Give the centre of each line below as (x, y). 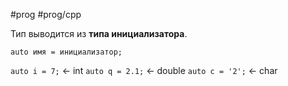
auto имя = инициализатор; (66, 52)
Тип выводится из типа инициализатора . (99, 33)
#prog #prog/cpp (46, 14)
